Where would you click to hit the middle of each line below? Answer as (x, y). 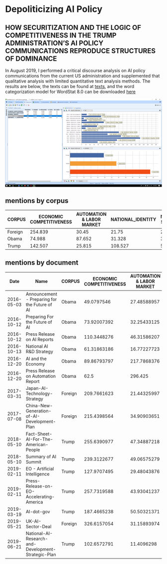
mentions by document (42, 263)
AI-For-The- (39, 439)
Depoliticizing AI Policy (54, 9)
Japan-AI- (37, 388)
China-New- (39, 406)
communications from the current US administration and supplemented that (83, 76)
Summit (34, 462)
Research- (37, 539)
